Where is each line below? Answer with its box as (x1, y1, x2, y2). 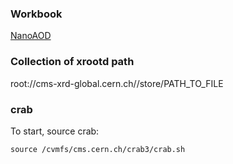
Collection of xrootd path (10, 55, 135, 69)
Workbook (10, 7, 63, 21)
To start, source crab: (10, 125, 100, 137)
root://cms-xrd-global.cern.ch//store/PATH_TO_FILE (10, 77, 224, 89)
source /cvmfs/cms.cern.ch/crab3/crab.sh (10, 144, 186, 154)
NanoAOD (10, 30, 52, 42)
